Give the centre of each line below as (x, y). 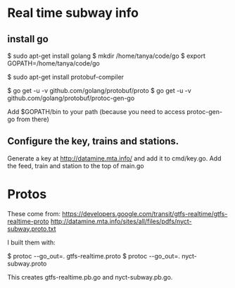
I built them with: (32, 242)
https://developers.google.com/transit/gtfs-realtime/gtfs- (145, 213)
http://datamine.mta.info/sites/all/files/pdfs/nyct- (121, 221)
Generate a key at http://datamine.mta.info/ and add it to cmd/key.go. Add (114, 158)
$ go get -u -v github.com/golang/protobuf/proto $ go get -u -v (99, 90)
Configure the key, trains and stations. (93, 141)
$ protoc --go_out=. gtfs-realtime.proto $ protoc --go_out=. (94, 256)
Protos (27, 194)
